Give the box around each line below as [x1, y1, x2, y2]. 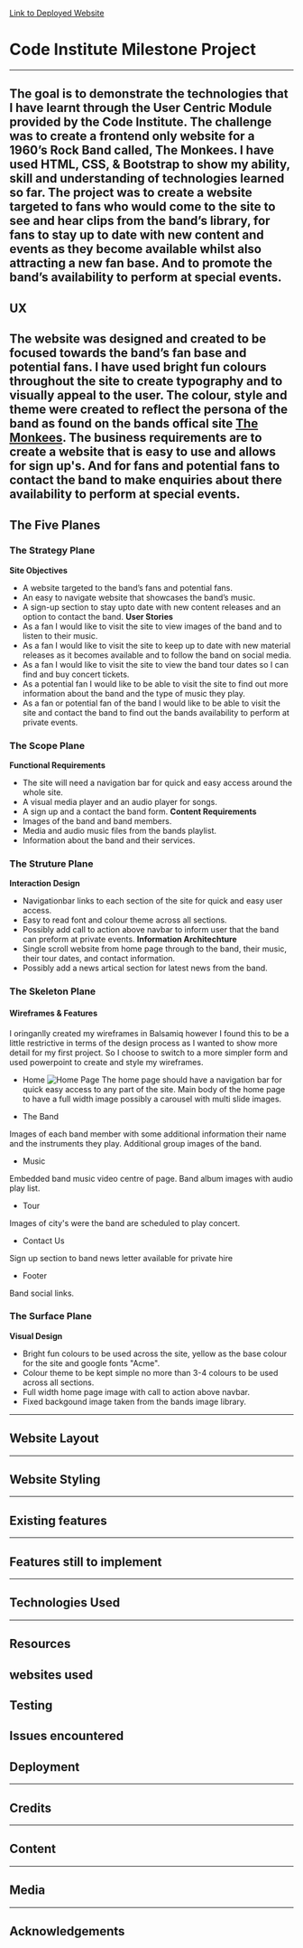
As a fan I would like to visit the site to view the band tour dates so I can [22, 659, 289, 670]
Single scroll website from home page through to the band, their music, [22, 943, 287, 954]
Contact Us [22, 1235, 65, 1246]
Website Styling [9, 1472, 101, 1487]
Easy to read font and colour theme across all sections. [22, 914, 227, 925]
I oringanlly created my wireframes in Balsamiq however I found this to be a [9, 1027, 289, 1038]
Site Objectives [9, 565, 68, 576]
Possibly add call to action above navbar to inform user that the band [22, 924, 280, 935]
